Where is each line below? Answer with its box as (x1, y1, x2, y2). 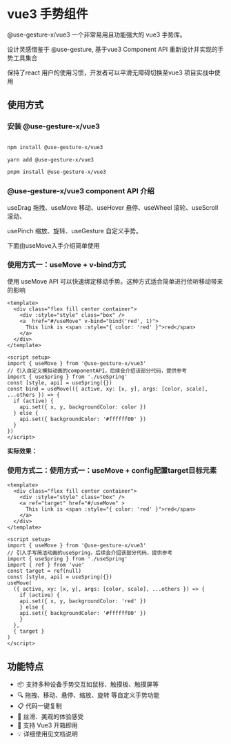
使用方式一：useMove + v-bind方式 (7, 260, 126, 270)
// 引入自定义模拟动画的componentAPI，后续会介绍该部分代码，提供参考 (7, 367, 188, 374)
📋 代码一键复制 (17, 701, 62, 709)
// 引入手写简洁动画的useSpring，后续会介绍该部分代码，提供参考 (7, 549, 173, 556)
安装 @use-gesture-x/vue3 (7, 121, 100, 131)
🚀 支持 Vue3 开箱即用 (17, 721, 78, 729)
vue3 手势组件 (7, 6, 88, 22)
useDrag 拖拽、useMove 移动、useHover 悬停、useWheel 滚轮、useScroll (7, 203, 219, 211)
